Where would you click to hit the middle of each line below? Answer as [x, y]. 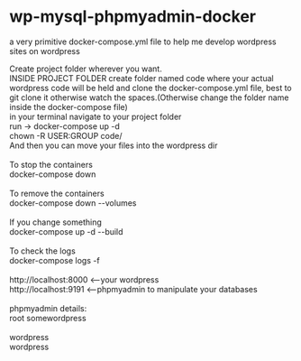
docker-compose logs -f [55, 260]
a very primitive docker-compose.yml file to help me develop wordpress [143, 42]
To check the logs [43, 251]
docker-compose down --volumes [73, 203]
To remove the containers [57, 193]
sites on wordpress [45, 51]
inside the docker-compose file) [68, 106]
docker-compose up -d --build [66, 231]
